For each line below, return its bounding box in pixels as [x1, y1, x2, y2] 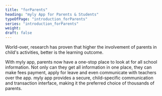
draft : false [5, 30, 32, 35]
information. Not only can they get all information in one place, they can [5, 64, 152, 70]
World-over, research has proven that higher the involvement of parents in [5, 44, 157, 50]
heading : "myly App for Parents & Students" [5, 12, 99, 17]
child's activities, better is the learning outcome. [5, 49, 104, 55]
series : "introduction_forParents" [5, 21, 79, 26]
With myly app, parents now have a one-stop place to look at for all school [5, 59, 158, 65]
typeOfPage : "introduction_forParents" [5, 16, 88, 21]
